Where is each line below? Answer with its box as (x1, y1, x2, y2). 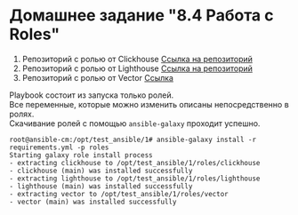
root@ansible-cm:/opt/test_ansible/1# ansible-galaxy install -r (9, 135, 256, 144)
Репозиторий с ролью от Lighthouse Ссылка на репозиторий (21, 63, 254, 74)
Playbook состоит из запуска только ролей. (9, 90, 174, 100)
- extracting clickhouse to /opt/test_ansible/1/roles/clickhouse (9, 158, 261, 167)
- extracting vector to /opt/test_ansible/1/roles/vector (9, 189, 229, 198)
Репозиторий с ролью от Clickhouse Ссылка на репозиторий (21, 53, 254, 64)
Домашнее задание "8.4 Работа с (9, 5, 274, 26)
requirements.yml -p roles (9, 143, 109, 152)
